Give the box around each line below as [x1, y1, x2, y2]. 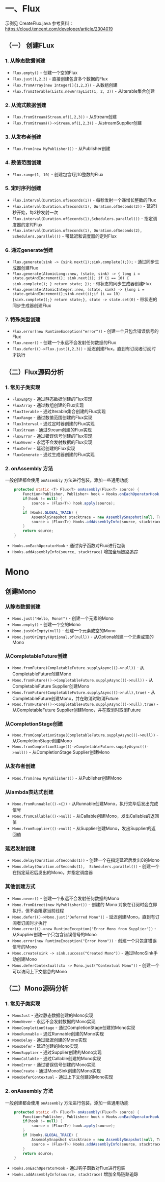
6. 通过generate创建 [5, 246, 53, 253]
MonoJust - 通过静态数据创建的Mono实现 [12, 1012, 94, 1018]
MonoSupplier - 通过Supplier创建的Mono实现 [12, 1049, 102, 1055]
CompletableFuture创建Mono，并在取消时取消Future [12, 695, 119, 702]
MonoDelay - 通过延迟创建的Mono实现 [12, 1037, 87, 1043]
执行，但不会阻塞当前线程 [12, 908, 64, 914]
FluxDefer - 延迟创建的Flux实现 [12, 446, 76, 452]
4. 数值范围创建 [5, 159, 42, 166]
